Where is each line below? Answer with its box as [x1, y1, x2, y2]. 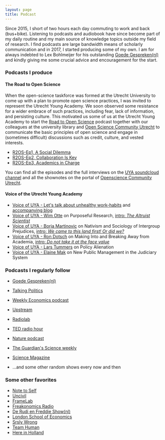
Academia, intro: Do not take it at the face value [12, 239, 110, 244]
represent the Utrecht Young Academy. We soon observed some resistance [5, 103, 159, 109]
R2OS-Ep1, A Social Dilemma [12, 149, 71, 155]
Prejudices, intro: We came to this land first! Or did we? [12, 228, 125, 234]
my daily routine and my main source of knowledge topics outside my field [5, 36, 156, 42]
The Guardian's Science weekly [12, 345, 77, 351]
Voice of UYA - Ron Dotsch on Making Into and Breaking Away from [12, 233, 150, 240]
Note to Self [12, 388, 37, 394]
